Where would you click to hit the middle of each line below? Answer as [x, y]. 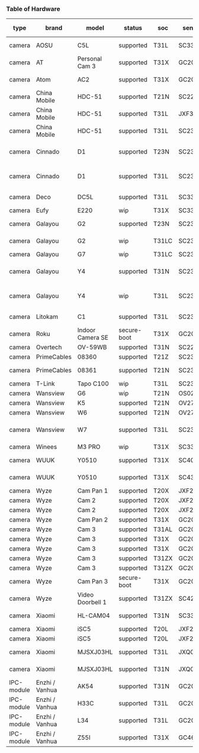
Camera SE [93, 338]
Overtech [49, 347]
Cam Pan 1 [93, 491]
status [133, 28]
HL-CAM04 [94, 616]
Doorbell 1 [92, 603]
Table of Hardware [33, 9]
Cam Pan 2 [93, 520]
